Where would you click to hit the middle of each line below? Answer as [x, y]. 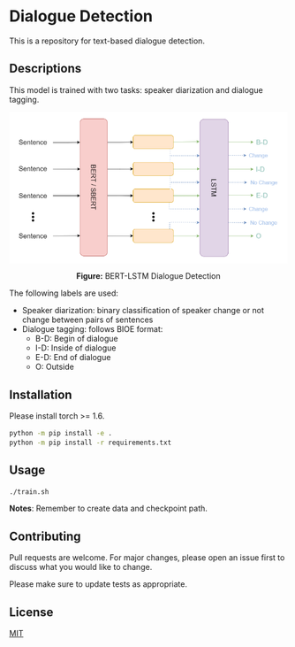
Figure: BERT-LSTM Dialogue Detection [148, 276]
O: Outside [55, 367]
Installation [41, 394]
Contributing [45, 536]
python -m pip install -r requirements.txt [91, 443]
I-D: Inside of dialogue [76, 348]
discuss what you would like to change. [81, 567]
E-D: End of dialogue [73, 358]
